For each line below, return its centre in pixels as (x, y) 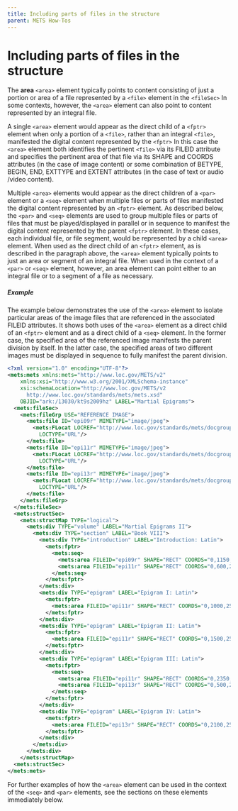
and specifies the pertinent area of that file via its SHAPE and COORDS (110, 157)
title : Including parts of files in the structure (84, 14)
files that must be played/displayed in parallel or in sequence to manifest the (119, 224)
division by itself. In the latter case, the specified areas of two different (110, 348)
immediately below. (35, 800)
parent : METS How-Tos (39, 21)
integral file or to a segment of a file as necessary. (80, 276)
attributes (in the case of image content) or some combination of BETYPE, (115, 165)
